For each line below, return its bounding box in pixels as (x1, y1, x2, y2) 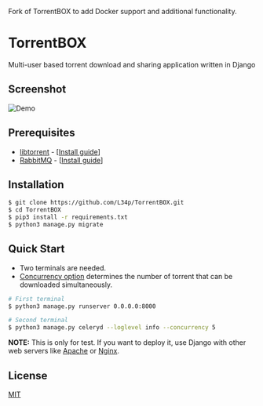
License (8, 368, 48, 382)
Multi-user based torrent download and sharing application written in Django (8, 60, 256, 69)
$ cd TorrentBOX (8, 206, 61, 214)
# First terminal (8, 295, 65, 303)
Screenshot (8, 82, 67, 96)
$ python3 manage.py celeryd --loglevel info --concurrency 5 (8, 324, 216, 332)
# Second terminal (8, 317, 68, 324)
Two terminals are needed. (19, 263, 107, 273)
